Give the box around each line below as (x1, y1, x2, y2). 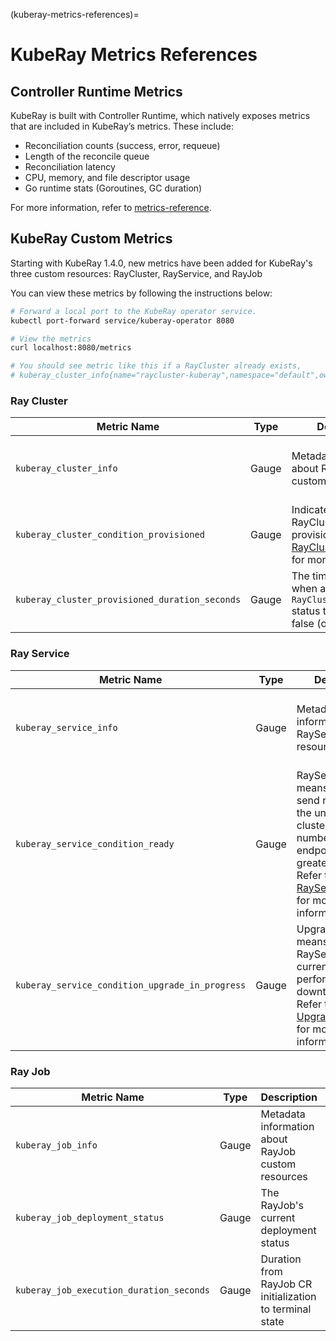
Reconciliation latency (24, 161, 116, 173)
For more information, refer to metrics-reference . (10, 202, 212, 213)
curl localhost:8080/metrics (10, 343, 132, 353)
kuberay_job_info (15, 1139, 98, 1151)
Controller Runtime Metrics (10, 83, 183, 100)
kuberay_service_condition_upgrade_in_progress (15, 979, 247, 991)
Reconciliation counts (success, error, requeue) (24, 140, 221, 151)
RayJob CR (260, 1277, 313, 1291)
